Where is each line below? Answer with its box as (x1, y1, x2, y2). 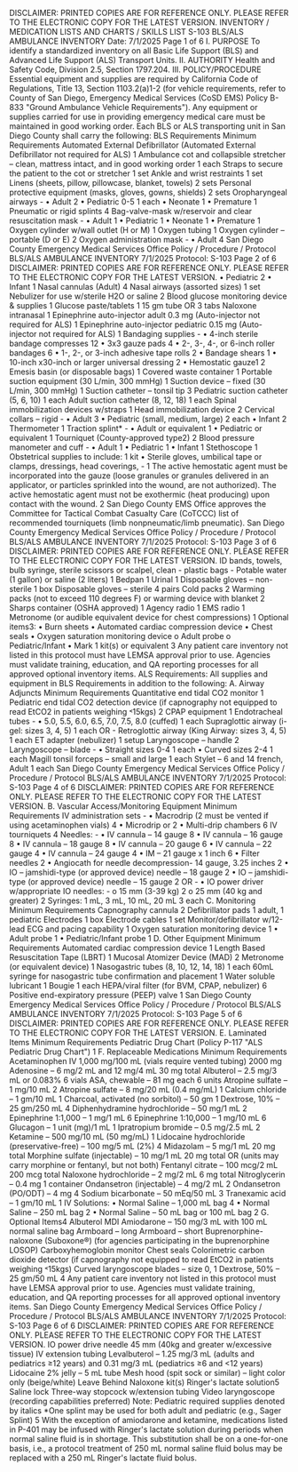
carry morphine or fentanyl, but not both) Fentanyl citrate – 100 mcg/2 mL (9, 1160, 278, 1170)
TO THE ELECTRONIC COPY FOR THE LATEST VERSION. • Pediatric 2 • (9, 272, 272, 283)
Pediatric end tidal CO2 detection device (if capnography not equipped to (9, 697, 278, 708)
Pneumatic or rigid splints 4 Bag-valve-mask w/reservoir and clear (9, 206, 253, 216)
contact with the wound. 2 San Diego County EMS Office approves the (9, 499, 267, 509)
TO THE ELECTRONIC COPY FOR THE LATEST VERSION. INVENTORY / (9, 17, 270, 28)
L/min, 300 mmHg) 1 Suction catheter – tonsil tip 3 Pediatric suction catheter (9, 386, 288, 396)
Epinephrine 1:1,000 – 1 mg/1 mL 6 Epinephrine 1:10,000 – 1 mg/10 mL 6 (9, 1113, 267, 1123)
